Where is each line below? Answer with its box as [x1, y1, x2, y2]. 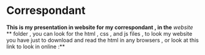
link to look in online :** [6, 43, 65, 50]
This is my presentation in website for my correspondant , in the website [6, 24, 193, 31]
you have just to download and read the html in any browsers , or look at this [6, 36, 199, 44]
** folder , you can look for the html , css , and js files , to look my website [6, 30, 193, 37]
